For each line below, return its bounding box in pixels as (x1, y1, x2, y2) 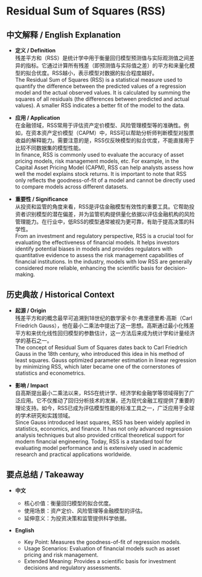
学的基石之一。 (14, 337, 52, 344)
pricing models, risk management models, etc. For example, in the (14, 158, 179, 164)
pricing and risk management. (24, 551, 98, 558)
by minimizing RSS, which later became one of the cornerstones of (14, 363, 181, 370)
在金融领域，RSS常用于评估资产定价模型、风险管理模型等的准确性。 (14, 122, 184, 129)
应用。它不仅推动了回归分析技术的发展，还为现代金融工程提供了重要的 (20, 396, 195, 404)
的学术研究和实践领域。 (14, 411, 74, 419)
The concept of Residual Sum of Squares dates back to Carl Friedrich (14, 343, 188, 351)
